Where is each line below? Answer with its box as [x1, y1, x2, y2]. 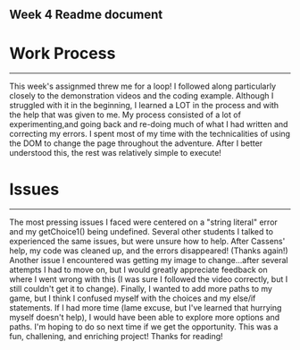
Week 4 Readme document [9, 7, 163, 22]
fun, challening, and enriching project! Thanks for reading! [9, 331, 223, 342]
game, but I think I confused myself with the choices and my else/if [9, 293, 256, 303]
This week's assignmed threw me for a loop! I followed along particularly [9, 81, 277, 92]
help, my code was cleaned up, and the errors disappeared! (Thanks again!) [9, 245, 288, 256]
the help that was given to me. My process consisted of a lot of [9, 109, 241, 120]
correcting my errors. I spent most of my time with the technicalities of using [9, 129, 291, 140]
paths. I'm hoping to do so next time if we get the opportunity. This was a [9, 321, 279, 332]
